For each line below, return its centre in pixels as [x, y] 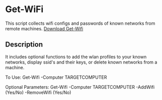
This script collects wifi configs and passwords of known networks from [80, 23]
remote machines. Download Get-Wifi [44, 28]
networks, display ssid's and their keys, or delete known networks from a [81, 62]
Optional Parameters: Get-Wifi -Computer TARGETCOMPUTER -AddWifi [80, 87]
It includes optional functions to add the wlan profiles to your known [76, 57]
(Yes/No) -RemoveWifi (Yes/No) [38, 92]
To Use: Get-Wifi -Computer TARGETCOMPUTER [56, 77]
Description [24, 45]
